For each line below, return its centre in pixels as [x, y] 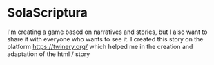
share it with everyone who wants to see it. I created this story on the [105, 39]
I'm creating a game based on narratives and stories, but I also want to [107, 32]
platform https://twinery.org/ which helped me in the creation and [100, 46]
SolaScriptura [47, 13]
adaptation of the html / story [49, 54]
